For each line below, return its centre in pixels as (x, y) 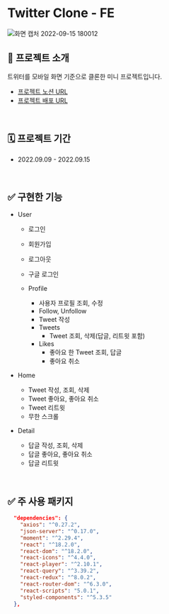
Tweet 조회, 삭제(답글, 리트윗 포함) (97, 336)
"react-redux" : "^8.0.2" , (58, 578)
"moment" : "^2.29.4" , (52, 538)
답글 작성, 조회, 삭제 (56, 445)
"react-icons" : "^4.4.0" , (58, 558)
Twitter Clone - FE (61, 13)
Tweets (49, 328)
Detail (26, 431)
